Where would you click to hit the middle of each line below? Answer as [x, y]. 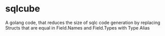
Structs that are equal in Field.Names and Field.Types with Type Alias [78, 27]
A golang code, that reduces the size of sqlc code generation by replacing [83, 22]
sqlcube [23, 9]
